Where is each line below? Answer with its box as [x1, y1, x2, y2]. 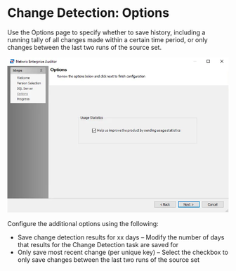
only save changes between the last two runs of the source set [17, 255, 200, 264]
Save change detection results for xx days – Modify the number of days [17, 233, 225, 242]
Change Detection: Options [7, 5, 170, 21]
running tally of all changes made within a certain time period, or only [7, 35, 209, 44]
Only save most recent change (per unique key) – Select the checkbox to [17, 248, 228, 256]
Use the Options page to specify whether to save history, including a [7, 28, 206, 37]
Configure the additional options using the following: [7, 219, 159, 227]
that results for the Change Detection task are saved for [17, 240, 179, 249]
